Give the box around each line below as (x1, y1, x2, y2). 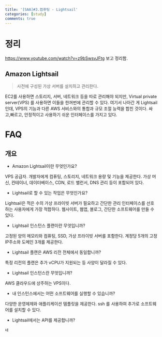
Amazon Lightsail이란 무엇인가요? (12, 163, 77, 169)
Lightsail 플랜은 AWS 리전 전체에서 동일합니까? (12, 249, 102, 255)
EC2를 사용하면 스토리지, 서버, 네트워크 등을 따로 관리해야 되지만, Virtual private (5, 94, 157, 99)
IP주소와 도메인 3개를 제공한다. (5, 239, 63, 245)
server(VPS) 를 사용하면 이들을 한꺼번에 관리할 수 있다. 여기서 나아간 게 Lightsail (5, 100, 158, 106)
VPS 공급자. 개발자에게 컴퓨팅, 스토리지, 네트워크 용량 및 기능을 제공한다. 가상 (5, 174, 151, 179)
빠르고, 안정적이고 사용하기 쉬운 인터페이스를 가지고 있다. (10, 112, 118, 118)
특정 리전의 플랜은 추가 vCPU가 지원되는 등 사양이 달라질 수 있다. (5, 260, 127, 266)
